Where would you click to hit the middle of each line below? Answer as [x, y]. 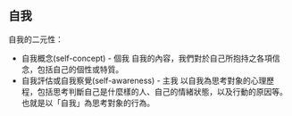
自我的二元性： [36, 39]
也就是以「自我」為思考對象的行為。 [88, 103]
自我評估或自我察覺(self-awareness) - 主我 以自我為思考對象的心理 [144, 80]
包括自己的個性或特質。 [80, 69]
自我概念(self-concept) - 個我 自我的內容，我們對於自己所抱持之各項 [147, 58]
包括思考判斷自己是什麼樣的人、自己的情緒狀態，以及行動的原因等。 [162, 91]
